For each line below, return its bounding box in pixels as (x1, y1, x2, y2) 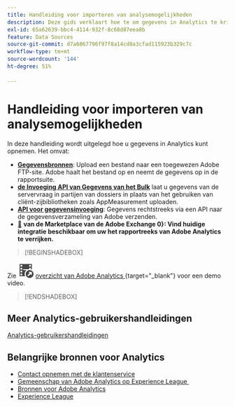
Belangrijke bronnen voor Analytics (7, 351, 165, 363)
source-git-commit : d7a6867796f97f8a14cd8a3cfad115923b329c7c (7, 41, 192, 48)
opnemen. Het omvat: (7, 147, 70, 155)
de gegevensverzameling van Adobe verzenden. (17, 212, 157, 220)
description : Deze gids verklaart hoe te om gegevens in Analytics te (7, 18, 218, 26)
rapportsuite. (17, 175, 55, 183)
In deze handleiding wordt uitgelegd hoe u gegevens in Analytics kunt (7, 139, 208, 148)
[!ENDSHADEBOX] (24, 292, 78, 301)
